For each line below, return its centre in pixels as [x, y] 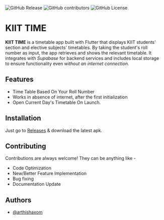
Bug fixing [23, 179]
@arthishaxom [27, 212]
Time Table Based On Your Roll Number [53, 91]
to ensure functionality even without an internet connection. [67, 64]
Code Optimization [32, 168]
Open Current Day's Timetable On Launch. [57, 102]
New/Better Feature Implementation [50, 174]
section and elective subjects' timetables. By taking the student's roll [76, 47]
